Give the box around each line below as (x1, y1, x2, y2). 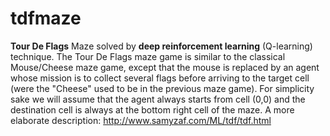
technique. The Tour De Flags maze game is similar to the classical (10, 50, 286, 62)
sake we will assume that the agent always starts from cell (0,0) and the (10, 93, 306, 105)
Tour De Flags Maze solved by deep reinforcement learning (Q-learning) (10, 40, 313, 52)
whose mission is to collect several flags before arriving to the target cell (10, 72, 310, 84)
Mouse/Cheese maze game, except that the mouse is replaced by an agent (10, 61, 320, 73)
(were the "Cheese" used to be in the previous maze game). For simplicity (10, 82, 315, 94)
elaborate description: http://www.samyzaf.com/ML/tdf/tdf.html (10, 114, 272, 126)
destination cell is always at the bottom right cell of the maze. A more (10, 103, 295, 116)
